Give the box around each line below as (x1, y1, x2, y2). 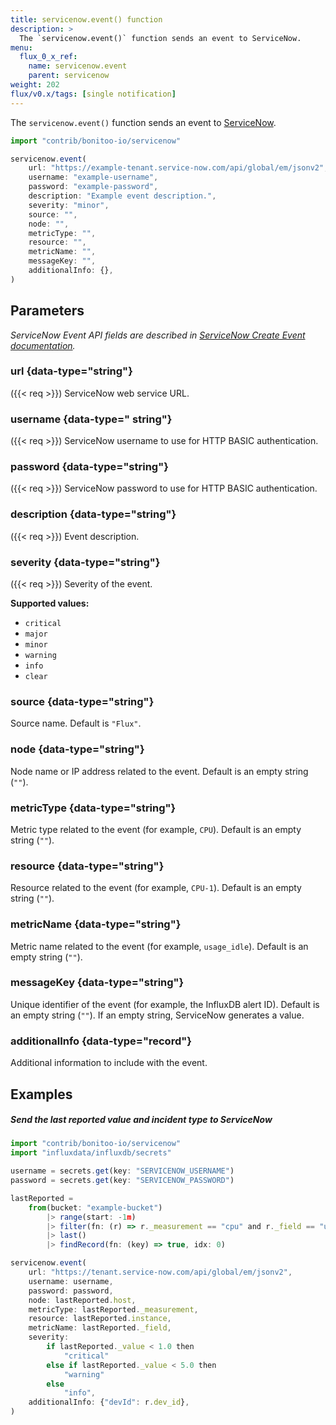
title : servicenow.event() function (10, 14, 163, 25)
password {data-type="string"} (10, 460, 169, 474)
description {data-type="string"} (10, 507, 177, 521)
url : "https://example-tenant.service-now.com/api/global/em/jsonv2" (28, 163, 325, 173)
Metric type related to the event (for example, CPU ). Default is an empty (10, 823, 302, 835)
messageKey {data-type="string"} (10, 976, 185, 990)
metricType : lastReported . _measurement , (28, 1304, 199, 1315)
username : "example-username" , (28, 172, 159, 183)
